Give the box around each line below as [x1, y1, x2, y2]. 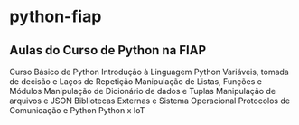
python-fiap [9, 6, 102, 27]
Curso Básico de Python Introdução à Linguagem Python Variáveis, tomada [9, 66, 289, 77]
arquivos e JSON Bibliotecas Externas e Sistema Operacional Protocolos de [9, 95, 291, 106]
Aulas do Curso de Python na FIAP [9, 43, 207, 58]
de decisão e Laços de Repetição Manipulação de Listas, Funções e [9, 76, 262, 87]
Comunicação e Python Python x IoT [9, 105, 145, 115]
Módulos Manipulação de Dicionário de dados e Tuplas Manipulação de [9, 86, 276, 96]
